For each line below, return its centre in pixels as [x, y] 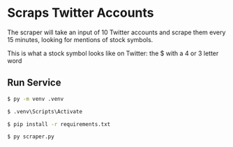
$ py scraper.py [31, 137]
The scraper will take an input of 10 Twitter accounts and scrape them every [116, 32]
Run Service [34, 83]
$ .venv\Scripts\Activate [45, 111]
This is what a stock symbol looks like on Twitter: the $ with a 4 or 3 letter [113, 53]
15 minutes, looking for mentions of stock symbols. [80, 39]
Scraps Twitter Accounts [81, 13]
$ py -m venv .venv [36, 99]
